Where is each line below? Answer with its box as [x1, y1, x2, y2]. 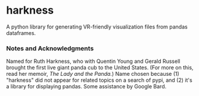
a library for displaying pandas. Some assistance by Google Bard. [6, 83, 167, 90]
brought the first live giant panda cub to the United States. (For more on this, [6, 64, 194, 71]
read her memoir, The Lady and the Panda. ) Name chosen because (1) [6, 71, 180, 78]
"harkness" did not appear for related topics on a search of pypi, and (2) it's [6, 76, 192, 84]
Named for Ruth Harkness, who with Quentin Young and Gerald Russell [6, 57, 181, 65]
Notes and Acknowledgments [6, 44, 94, 52]
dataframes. [6, 29, 36, 36]
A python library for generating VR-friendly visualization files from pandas [6, 23, 188, 30]
